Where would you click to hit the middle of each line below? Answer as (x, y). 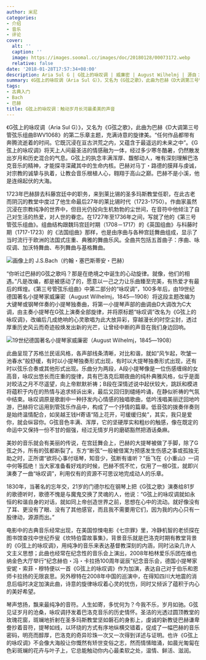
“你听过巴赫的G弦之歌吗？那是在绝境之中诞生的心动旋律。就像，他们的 (96, 273)
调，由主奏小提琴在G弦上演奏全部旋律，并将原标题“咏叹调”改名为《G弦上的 (101, 312)
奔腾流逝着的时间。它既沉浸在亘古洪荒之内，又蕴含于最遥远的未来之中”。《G (102, 142)
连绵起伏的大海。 (33, 181)
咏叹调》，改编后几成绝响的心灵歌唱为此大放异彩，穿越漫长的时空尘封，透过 (102, 319)
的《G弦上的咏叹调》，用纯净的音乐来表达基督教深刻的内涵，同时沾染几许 (98, 545)
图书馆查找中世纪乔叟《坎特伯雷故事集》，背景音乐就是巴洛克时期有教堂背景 (102, 537)
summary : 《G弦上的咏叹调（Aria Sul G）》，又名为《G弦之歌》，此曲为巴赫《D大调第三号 (103, 80)
